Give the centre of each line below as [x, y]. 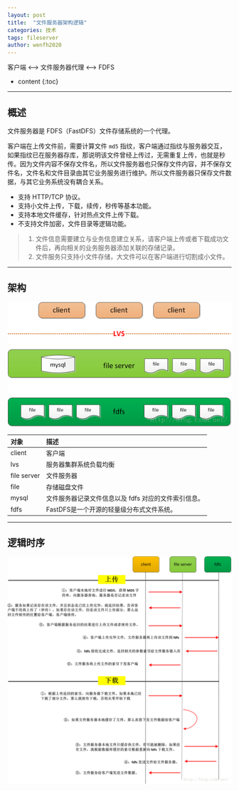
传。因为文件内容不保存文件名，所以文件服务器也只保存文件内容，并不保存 [116, 163]
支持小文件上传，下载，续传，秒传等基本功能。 [86, 205]
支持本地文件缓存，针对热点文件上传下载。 [80, 215]
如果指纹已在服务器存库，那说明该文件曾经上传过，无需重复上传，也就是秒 [116, 155]
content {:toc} [38, 81]
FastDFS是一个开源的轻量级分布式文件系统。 [111, 509]
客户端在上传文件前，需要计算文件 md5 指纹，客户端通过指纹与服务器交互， [117, 146]
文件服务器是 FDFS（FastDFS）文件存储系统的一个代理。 [91, 131]
